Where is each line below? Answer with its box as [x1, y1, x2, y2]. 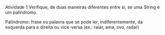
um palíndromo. [5, 9, 37, 15]
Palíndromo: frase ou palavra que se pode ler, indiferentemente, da [5, 19, 143, 25]
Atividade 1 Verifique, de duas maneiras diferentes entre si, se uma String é [5, 4, 160, 10]
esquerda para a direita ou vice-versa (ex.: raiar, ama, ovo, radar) [5, 24, 139, 30]
